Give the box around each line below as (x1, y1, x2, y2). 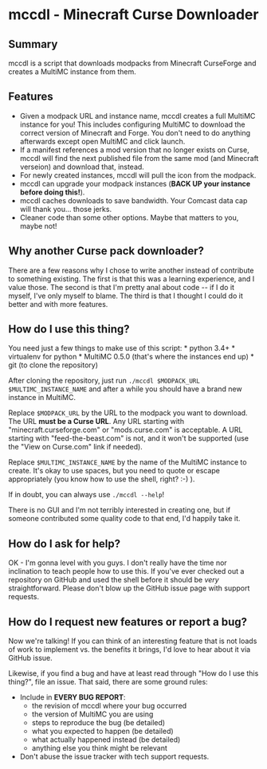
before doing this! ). (19, 187, 85, 197)
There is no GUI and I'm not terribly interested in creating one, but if (8, 505, 231, 515)
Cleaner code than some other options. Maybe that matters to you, (19, 213, 239, 222)
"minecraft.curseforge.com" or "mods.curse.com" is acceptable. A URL (8, 425, 243, 435)
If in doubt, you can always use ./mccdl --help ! (8, 490, 165, 500)
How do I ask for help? (8, 536, 121, 551)
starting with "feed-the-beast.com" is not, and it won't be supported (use (8, 434, 249, 443)
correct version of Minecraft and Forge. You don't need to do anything (19, 128, 251, 137)
